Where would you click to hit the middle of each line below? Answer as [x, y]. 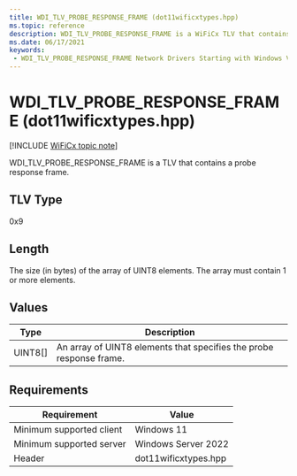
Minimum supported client [68, 430]
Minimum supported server [70, 444]
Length [29, 249]
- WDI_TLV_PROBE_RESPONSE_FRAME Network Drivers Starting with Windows [148, 58]
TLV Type [36, 200]
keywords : [27, 50]
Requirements [49, 390]
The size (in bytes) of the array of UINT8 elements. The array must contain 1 [148, 270]
